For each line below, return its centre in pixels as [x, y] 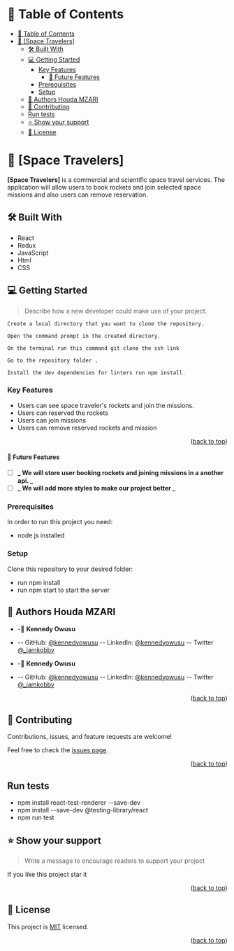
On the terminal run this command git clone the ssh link [93, 348]
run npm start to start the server [64, 590]
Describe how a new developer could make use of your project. [116, 311]
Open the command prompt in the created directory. [84, 336]
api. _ [25, 481]
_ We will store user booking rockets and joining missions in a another [120, 473]
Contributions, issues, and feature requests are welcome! [90, 737]
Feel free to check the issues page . [58, 750]
